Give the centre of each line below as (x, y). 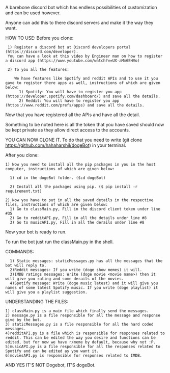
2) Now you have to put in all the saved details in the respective (79, 200)
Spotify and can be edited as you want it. (52, 351)
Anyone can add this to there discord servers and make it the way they (79, 23)
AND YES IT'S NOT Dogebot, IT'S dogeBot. (50, 365)
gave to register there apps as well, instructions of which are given (83, 83)
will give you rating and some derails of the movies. (65, 279)
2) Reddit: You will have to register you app (69, 101)
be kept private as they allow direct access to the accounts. (68, 130)
